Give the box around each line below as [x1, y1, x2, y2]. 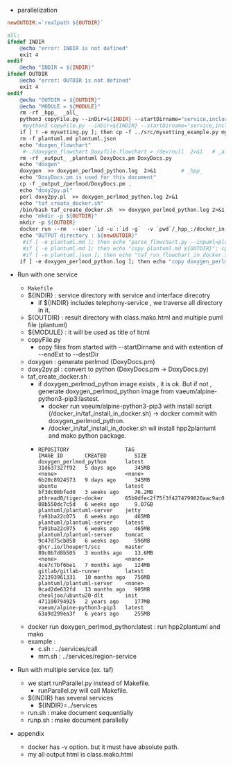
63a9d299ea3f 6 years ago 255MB [37, 611, 150, 618]
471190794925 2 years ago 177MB [37, 598, 150, 605]
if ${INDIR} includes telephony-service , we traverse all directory [37, 299, 223, 307]
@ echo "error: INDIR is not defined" [19, 44, 129, 51]
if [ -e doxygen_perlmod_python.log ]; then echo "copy [19, 258, 185, 265]
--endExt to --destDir [37, 350, 99, 359]
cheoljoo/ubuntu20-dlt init [37, 592, 138, 600]
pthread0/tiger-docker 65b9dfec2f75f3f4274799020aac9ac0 [37, 495, 225, 502]
